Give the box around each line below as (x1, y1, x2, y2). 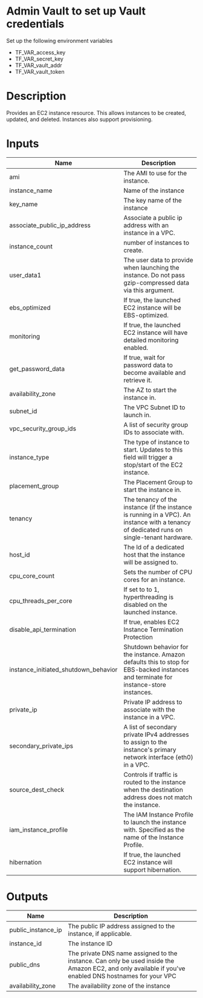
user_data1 (9, 271, 42, 279)
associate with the (123, 705, 175, 714)
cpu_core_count (9, 571, 55, 580)
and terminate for (123, 673, 173, 681)
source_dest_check (9, 785, 65, 794)
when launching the (123, 263, 179, 271)
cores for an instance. (123, 575, 185, 584)
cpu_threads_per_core (9, 597, 72, 605)
